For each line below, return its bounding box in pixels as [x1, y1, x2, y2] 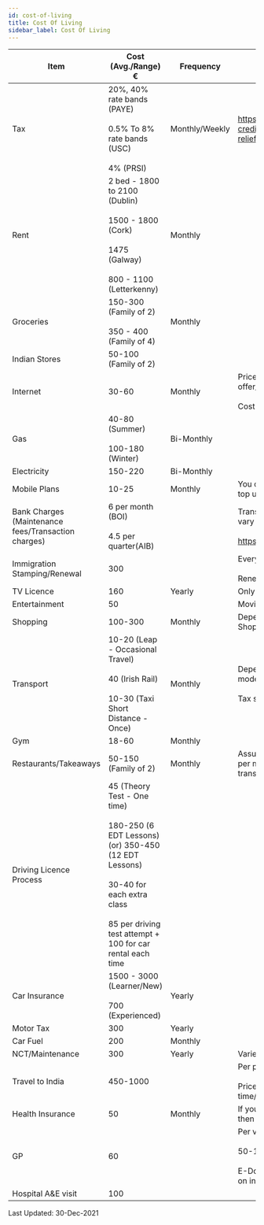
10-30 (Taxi [108, 694, 155, 705]
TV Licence [12, 586, 54, 597]
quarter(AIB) [108, 541, 155, 552]
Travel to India [12, 1076, 64, 1087]
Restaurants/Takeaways [12, 758, 101, 769]
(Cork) [108, 225, 133, 236]
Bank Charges [12, 506, 64, 517]
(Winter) [108, 453, 139, 464]
